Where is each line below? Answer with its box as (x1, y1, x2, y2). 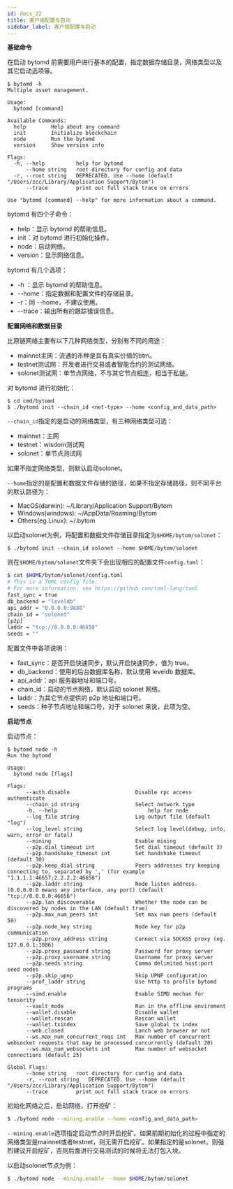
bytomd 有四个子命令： (7, 210, 74, 219)
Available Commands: (7, 117, 68, 124)
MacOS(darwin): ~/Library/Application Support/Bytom (17, 502, 172, 510)
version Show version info (13, 142, 105, 149)
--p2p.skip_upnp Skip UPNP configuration (25, 972, 208, 979)
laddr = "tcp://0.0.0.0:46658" (7, 624, 98, 631)
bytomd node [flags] (13, 771, 73, 778)
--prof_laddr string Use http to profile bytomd (25, 979, 217, 986)
